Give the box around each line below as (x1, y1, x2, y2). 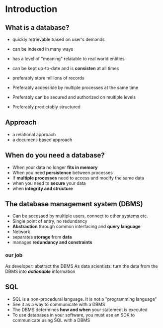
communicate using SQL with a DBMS (12, 317, 90, 323)
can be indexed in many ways (12, 46, 74, 52)
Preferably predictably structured (12, 104, 81, 110)
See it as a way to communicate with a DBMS (12, 301, 105, 307)
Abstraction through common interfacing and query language (12, 224, 141, 230)
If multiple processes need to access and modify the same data (12, 175, 144, 181)
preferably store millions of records (12, 75, 84, 81)
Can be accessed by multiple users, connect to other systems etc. (12, 213, 148, 219)
